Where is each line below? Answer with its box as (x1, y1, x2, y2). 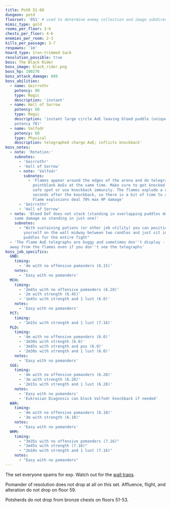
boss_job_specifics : (5, 249, 49, 254)
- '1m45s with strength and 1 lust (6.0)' (18, 297, 110, 302)
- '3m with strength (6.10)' (18, 415, 81, 420)
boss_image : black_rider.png (5, 64, 67, 69)
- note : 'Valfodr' (18, 169, 58, 174)
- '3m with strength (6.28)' (18, 377, 81, 382)
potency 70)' (14, 121, 42, 126)
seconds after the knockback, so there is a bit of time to (32, 192, 163, 197)
